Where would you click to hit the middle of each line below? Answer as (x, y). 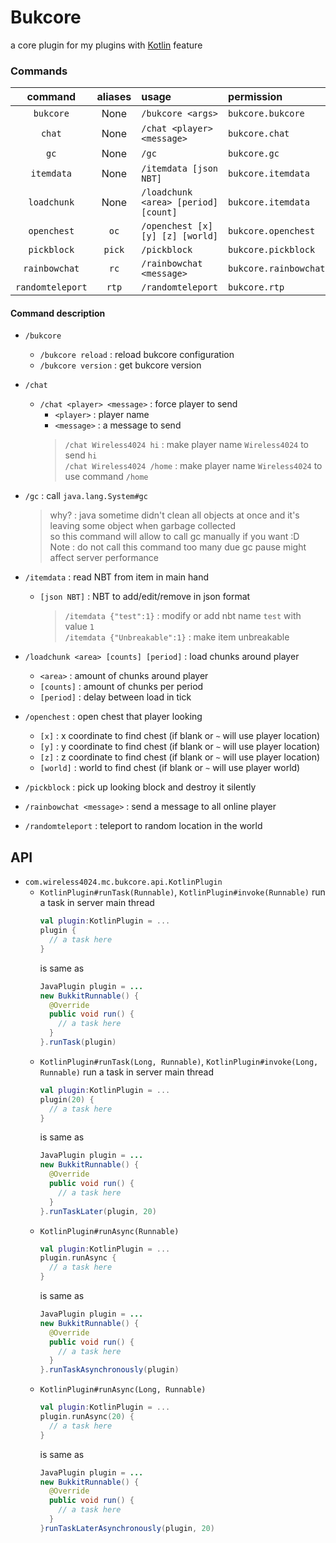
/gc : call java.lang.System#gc (86, 496)
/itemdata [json (180, 169)
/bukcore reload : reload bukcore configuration (137, 355)
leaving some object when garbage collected (142, 526)
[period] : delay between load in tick (115, 697)
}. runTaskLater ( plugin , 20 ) (98, 1211)
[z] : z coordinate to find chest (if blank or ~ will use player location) (180, 757)
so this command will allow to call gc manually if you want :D (174, 537)
